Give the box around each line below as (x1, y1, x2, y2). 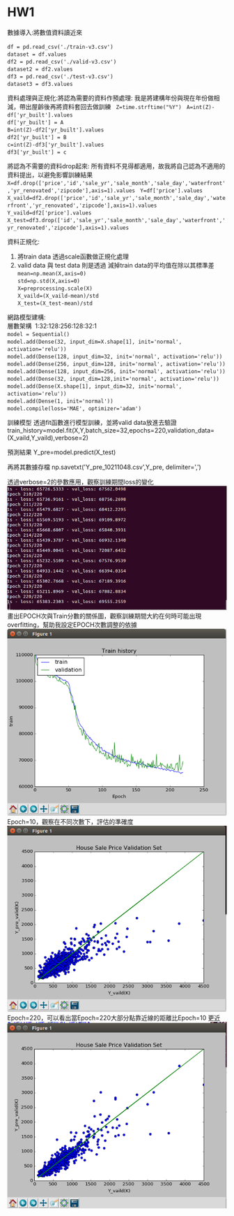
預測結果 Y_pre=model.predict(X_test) (7, 448, 116, 456)
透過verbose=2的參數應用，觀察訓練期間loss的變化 (7, 477, 155, 486)
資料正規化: (7, 237, 40, 245)
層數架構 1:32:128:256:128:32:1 (7, 321, 97, 330)
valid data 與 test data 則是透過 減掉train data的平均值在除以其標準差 (17, 261, 214, 269)
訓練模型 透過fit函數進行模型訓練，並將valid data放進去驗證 (7, 418, 177, 426)
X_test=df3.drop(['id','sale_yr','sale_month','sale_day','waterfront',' (7, 217, 226, 224)
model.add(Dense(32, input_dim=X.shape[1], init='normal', (7, 338, 182, 345)
